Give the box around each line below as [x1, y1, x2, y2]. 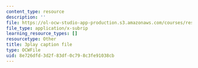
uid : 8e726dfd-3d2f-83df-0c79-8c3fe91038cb [6, 53, 115, 59]
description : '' [6, 14, 46, 20]
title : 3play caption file [6, 42, 72, 48]
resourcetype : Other [6, 36, 57, 42]
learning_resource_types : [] [6, 31, 78, 37]
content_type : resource [6, 8, 65, 15]
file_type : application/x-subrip [6, 25, 88, 31]
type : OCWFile [6, 47, 41, 53]
